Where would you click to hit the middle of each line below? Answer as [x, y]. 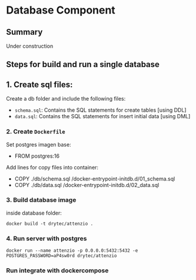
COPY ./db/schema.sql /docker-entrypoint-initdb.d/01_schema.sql [95, 179]
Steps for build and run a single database [83, 64]
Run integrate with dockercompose [57, 271]
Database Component [61, 10]
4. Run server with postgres [46, 238]
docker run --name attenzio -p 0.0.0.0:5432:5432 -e [72, 251]
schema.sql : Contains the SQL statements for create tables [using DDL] [100, 110]
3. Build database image [41, 200]
